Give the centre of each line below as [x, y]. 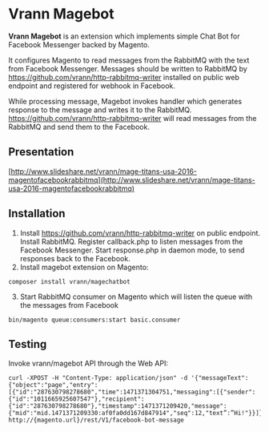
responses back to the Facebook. [75, 258]
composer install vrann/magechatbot [69, 281]
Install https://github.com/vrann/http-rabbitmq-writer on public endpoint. [140, 232]
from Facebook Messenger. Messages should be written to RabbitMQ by [128, 68]
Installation [37, 214]
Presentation [41, 152]
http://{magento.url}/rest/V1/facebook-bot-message [96, 420]
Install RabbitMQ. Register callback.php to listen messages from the [131, 241]
